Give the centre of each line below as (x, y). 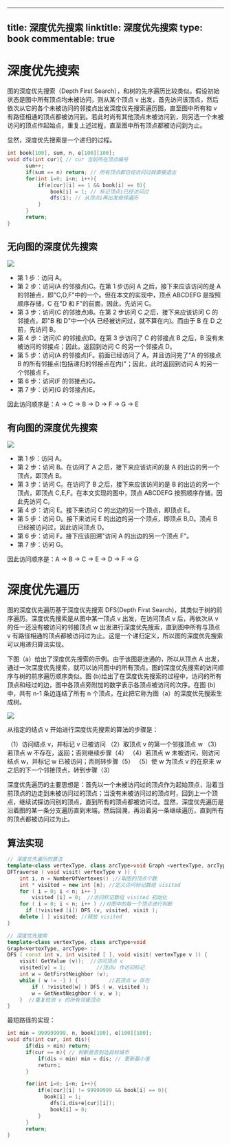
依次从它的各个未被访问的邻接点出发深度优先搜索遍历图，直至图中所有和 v (112, 108)
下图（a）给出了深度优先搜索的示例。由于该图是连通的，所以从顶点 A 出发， (115, 659)
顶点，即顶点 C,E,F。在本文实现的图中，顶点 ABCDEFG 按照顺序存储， (117, 493)
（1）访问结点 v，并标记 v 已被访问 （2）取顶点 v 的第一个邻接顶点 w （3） (114, 744)
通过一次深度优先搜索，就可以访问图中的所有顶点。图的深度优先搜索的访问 (112, 668)
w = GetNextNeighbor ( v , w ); (77, 993)
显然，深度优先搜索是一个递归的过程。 (61, 140)
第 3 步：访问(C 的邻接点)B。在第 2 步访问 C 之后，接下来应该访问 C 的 (118, 312)
